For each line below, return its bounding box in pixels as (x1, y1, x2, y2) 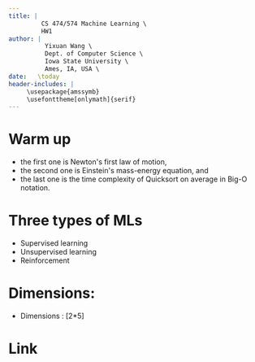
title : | (8, 11, 38, 20)
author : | (8, 34, 42, 43)
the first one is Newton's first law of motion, (19, 157, 167, 167)
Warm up (8, 130, 71, 149)
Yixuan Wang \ (44, 42, 93, 50)
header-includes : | (8, 80, 75, 88)
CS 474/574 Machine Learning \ (41, 20, 148, 28)
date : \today (8, 72, 60, 81)
